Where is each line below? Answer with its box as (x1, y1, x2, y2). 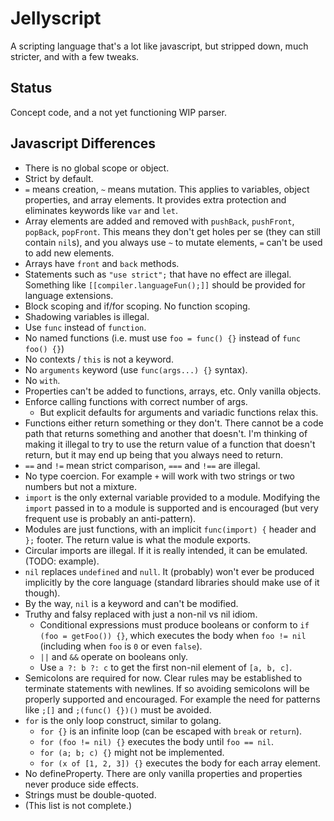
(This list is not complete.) (24, 799, 133, 811)
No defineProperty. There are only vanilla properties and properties (24, 767, 303, 779)
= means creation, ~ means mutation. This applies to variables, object (24, 183, 310, 195)
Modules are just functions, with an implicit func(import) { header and (24, 523, 317, 535)
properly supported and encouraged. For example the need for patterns (24, 693, 321, 705)
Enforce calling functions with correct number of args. (24, 395, 248, 407)
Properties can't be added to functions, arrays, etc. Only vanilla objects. (24, 385, 322, 397)
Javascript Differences (10, 135, 157, 152)
